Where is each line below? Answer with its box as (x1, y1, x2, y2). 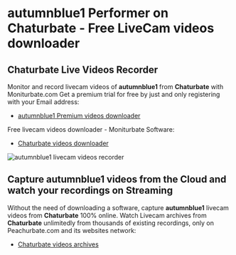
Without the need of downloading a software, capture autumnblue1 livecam (7, 203, 230, 212)
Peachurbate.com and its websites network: (7, 226, 136, 234)
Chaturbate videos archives (17, 240, 100, 249)
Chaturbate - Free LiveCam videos (7, 20, 215, 36)
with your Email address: (7, 98, 80, 106)
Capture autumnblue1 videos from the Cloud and (7, 173, 227, 186)
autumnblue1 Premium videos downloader (17, 112, 141, 120)
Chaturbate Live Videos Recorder (7, 63, 159, 76)
